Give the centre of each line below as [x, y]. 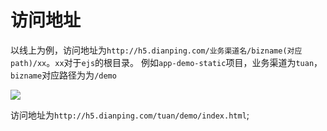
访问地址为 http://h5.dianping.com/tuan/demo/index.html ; [130, 115]
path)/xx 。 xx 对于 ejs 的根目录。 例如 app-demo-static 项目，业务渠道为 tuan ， [166, 62]
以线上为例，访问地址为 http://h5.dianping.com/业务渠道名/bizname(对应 [156, 50]
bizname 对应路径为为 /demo [63, 75]
